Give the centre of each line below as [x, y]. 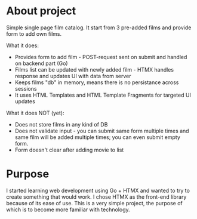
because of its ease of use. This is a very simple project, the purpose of [95, 203]
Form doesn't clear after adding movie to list [69, 150]
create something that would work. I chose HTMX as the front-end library [96, 197]
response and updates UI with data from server [73, 76]
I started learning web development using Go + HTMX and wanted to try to [98, 190]
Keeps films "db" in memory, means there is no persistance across [97, 82]
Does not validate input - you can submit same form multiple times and [102, 131]
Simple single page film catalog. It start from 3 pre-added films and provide [99, 27]
